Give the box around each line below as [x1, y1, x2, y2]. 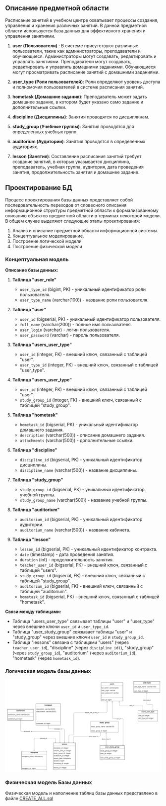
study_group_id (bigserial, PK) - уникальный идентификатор [19, 486, 145, 492]
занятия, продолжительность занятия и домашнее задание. [12, 169, 140, 175]
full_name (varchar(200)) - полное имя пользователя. [19, 321, 132, 327]
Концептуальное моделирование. [12, 233, 84, 239]
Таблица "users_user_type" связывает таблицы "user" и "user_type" [12, 618, 155, 624]
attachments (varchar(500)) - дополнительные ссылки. [19, 437, 134, 443]
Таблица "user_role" [12, 276, 57, 282]
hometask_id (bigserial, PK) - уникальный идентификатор [19, 421, 138, 427]
